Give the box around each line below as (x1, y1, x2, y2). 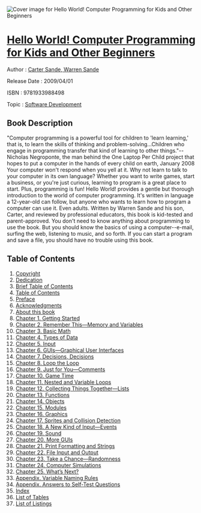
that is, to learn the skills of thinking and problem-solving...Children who (7, 140, 185, 147)
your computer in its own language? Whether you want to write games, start (7, 172, 195, 180)
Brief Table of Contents (15, 283, 74, 290)
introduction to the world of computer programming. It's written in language (7, 191, 194, 198)
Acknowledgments (15, 301, 62, 309)
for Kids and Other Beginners (7, 46, 155, 60)
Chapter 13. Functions (15, 391, 70, 398)
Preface (15, 295, 35, 303)
